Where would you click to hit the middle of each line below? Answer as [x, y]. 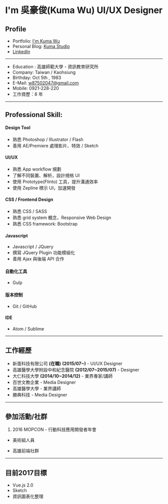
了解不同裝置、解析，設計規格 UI [46, 175]
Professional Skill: [34, 115]
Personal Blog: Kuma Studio [41, 46]
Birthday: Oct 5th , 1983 [37, 77]
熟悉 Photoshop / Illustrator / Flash [48, 139]
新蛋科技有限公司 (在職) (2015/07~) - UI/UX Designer [67, 363]
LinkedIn [21, 51]
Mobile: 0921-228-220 [35, 88]
